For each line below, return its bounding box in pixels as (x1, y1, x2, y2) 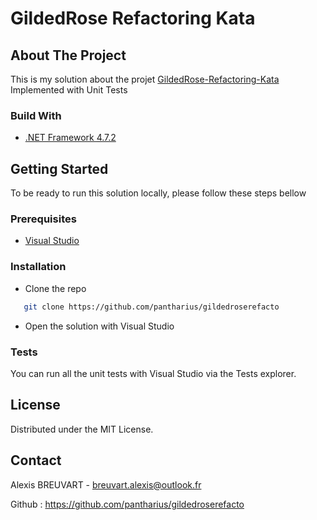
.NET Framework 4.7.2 (24, 132, 117, 144)
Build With (10, 108, 62, 122)
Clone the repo (24, 282, 87, 294)
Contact (10, 452, 62, 469)
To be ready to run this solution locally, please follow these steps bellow (10, 187, 307, 199)
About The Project (10, 47, 127, 64)
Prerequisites (10, 212, 77, 226)
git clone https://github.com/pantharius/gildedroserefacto (23, 302, 280, 312)
